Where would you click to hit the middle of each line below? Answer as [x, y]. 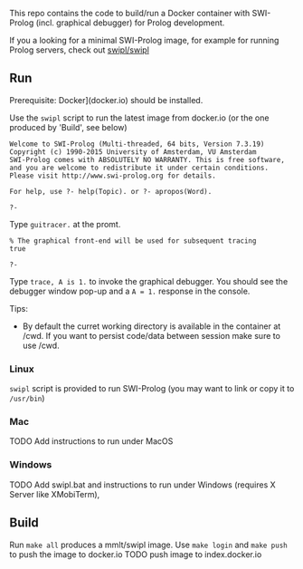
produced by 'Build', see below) [69, 127]
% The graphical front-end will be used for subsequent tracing [133, 241]
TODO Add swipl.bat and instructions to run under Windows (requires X [142, 485]
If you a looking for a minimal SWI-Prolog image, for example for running [144, 40]
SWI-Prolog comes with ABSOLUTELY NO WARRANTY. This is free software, [147, 159]
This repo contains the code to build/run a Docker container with [130, 13]
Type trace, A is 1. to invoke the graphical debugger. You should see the [149, 281]
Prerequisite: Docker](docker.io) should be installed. [106, 100]
